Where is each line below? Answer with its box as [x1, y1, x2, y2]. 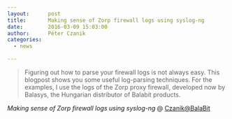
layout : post [7, 10, 61, 17]
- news [13, 43, 33, 50]
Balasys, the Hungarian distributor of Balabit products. [24, 90, 181, 99]
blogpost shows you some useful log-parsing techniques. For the [24, 76, 212, 84]
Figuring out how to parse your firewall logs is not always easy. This [24, 68, 220, 76]
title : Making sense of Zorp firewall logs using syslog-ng [7, 17, 205, 24]
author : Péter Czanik [7, 29, 86, 37]
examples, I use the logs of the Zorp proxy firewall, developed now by [24, 83, 226, 91]
